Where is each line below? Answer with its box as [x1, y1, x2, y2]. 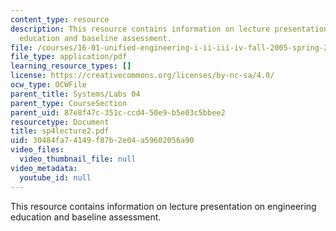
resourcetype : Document [10, 117, 110, 127]
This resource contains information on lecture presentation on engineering [10, 200, 317, 212]
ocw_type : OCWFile [10, 80, 87, 90]
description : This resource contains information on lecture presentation [10, 24, 329, 34]
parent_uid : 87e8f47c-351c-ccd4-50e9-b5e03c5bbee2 [10, 107, 226, 118]
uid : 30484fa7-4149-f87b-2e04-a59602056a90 [10, 136, 195, 146]
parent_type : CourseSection [10, 98, 128, 108]
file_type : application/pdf [10, 52, 128, 62]
